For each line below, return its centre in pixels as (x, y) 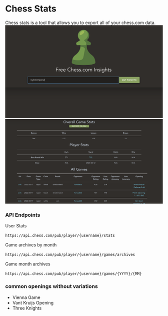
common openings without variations (52, 286)
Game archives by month (31, 245)
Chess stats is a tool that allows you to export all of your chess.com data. (80, 23)
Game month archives (28, 264)
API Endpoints (23, 215)
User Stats (16, 226)
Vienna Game (26, 297)
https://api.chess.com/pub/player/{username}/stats (60, 236)
